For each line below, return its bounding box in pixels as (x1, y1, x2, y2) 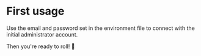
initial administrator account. (6, 30, 78, 38)
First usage (6, 4, 65, 18)
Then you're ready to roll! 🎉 (6, 43, 75, 50)
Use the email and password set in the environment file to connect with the (6, 24, 196, 32)
